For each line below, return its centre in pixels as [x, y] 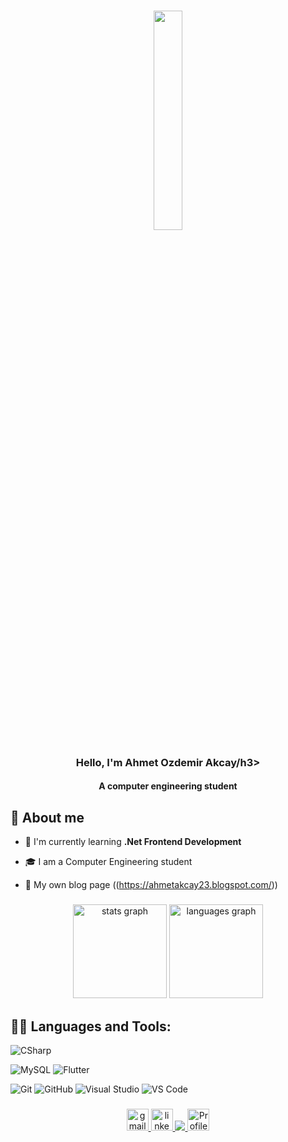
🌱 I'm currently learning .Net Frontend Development [133, 842]
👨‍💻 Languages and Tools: [91, 1026]
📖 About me [47, 817]
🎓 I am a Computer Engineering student [108, 862]
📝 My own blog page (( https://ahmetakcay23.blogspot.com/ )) [151, 885]
